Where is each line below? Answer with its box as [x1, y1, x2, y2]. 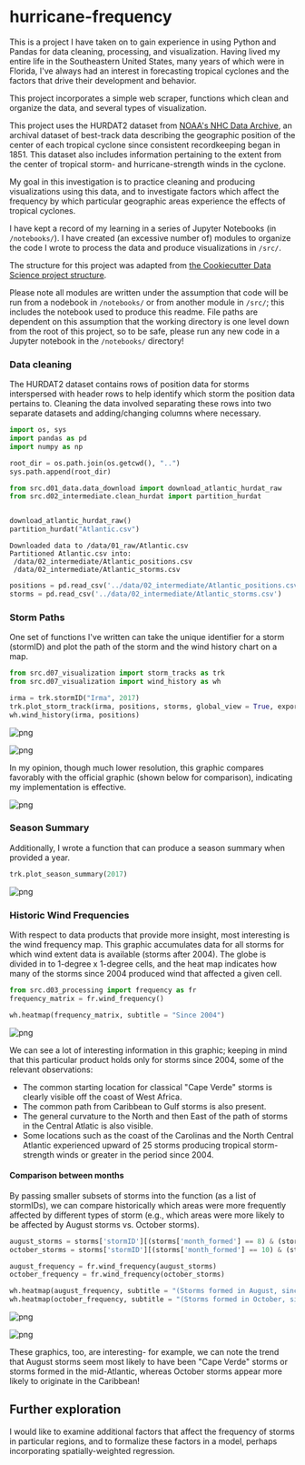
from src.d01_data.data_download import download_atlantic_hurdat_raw [9, 484, 282, 493]
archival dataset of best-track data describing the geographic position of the [9, 129, 296, 140]
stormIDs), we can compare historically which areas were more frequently [9, 1199, 287, 1210]
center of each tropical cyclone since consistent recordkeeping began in [9, 139, 280, 150]
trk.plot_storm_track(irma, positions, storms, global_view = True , [9, 702, 274, 711]
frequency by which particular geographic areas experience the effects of [9, 196, 286, 206]
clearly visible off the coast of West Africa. [22, 1091, 182, 1102]
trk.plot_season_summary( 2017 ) [9, 869, 128, 878]
